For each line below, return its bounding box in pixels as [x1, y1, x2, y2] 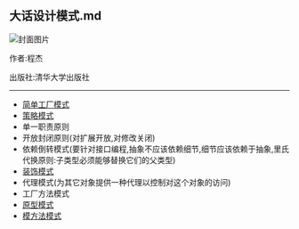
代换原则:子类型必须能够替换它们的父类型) [21, 154, 176, 165]
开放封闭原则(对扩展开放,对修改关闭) [21, 132, 156, 143]
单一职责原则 [21, 121, 69, 132]
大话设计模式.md [9, 8, 102, 24]
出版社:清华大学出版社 [9, 71, 91, 82]
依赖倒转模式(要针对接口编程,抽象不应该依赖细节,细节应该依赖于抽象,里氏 [21, 143, 290, 154]
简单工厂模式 [21, 99, 69, 110]
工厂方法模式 [21, 188, 69, 199]
